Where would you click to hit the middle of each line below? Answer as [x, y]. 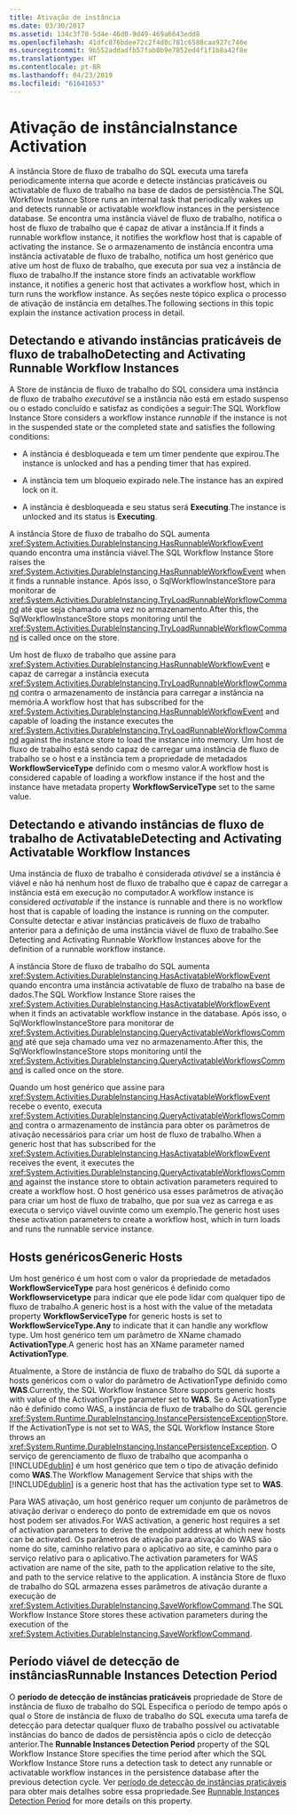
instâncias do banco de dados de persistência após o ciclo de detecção [141, 1734]
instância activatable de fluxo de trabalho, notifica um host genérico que [141, 256]
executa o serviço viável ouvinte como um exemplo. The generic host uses [145, 1210]
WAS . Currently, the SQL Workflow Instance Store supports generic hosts [142, 1390]
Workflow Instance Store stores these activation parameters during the [139, 1615]
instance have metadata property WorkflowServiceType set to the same [142, 787]
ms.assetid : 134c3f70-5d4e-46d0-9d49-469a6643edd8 [105, 34]
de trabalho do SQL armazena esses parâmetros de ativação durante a [138, 1586]
